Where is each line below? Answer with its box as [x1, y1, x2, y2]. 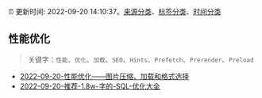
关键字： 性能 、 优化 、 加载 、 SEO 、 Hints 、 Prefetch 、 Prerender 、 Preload [27, 55, 254, 64]
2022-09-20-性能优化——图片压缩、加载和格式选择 [19, 71, 189, 81]
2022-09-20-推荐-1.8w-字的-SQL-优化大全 [19, 81, 160, 91]
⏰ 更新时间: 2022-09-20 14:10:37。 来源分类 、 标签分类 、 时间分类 [8, 7, 222, 16]
